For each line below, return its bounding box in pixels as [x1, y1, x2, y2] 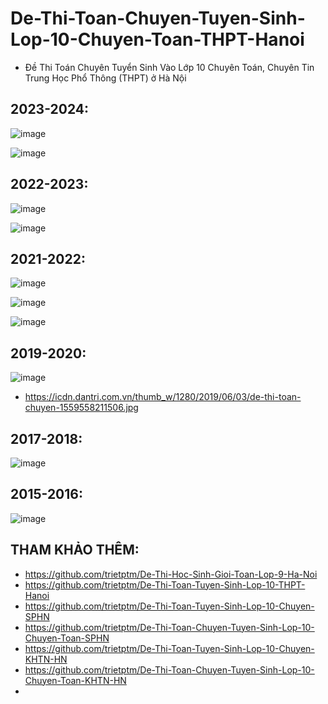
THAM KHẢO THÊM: [10, 542, 140, 559]
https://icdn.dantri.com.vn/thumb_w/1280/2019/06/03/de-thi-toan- [24, 391, 302, 403]
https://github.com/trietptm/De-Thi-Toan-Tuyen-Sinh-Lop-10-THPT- [24, 578, 306, 591]
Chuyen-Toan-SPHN [24, 632, 110, 644]
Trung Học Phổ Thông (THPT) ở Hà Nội [24, 72, 187, 84]
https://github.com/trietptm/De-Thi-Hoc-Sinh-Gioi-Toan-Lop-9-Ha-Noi [24, 568, 318, 580]
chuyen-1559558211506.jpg [24, 402, 139, 414]
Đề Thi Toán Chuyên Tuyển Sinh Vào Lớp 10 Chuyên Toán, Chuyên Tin [24, 61, 315, 73]
